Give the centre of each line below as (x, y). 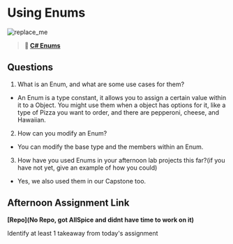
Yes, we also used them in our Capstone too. (82, 181)
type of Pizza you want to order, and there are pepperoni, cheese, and (118, 112)
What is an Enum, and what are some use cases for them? (101, 84)
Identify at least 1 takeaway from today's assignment (83, 233)
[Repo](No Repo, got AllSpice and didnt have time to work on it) (100, 220)
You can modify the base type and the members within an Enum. (110, 147)
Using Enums (46, 13)
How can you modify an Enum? (62, 133)
